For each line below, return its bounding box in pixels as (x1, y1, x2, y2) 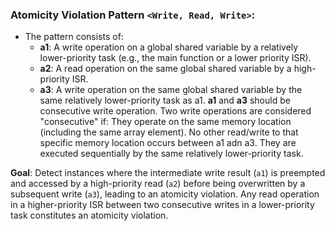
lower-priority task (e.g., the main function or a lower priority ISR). (39, 52, 312, 64)
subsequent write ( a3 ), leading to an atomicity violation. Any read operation (10, 188, 320, 200)
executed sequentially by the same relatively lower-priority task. (39, 148, 304, 160)
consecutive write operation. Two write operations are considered (39, 105, 312, 117)
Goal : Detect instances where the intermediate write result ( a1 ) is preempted (10, 167, 326, 179)
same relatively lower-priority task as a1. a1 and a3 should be (39, 94, 291, 107)
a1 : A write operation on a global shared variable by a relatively (39, 41, 299, 53)
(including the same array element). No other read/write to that (39, 126, 299, 138)
